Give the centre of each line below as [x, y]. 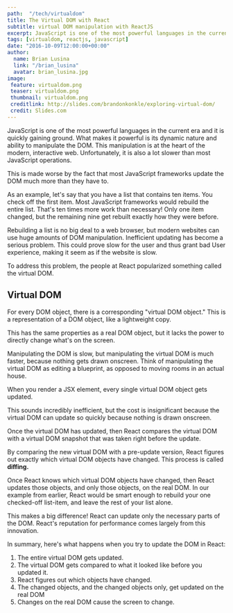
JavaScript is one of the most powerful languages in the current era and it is [116, 130]
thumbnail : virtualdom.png [49, 98]
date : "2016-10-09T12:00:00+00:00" [59, 46]
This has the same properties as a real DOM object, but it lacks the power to [116, 333]
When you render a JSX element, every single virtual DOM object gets [107, 389]
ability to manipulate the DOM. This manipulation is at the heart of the [106, 145]
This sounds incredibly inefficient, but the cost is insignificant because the [113, 410]
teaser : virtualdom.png [44, 91]
